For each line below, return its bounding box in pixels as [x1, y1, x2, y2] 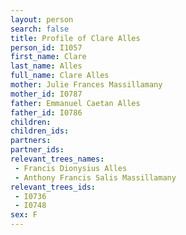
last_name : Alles [10, 61, 83, 71]
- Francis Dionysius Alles [14, 163, 128, 173]
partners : [10, 136, 52, 146]
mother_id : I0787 [10, 89, 83, 99]
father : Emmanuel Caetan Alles [10, 98, 141, 108]
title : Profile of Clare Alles [10, 33, 141, 43]
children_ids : [10, 126, 70, 136]
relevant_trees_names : [10, 154, 105, 164]
